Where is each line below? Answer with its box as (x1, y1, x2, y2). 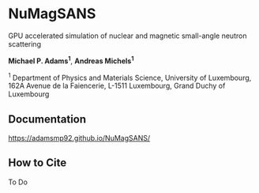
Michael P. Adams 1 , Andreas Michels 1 (8, 55, 134, 66)
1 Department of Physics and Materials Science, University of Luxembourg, (8, 71, 252, 82)
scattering (8, 39, 42, 48)
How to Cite (8, 156, 67, 170)
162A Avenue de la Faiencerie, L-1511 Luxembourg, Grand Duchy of (8, 81, 226, 91)
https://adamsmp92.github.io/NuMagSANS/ (8, 134, 151, 143)
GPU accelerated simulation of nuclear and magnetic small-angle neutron (8, 31, 247, 40)
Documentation (8, 112, 87, 126)
